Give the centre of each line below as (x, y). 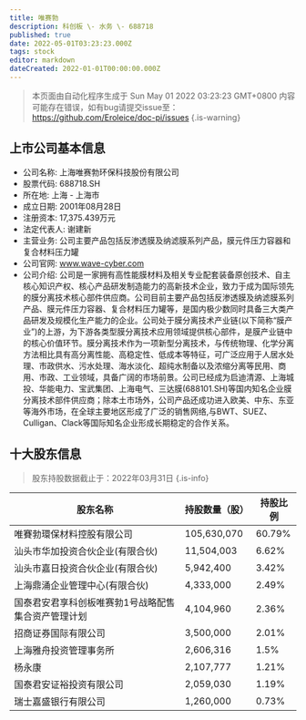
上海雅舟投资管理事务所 (65, 650)
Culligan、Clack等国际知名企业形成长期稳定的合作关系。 (128, 422)
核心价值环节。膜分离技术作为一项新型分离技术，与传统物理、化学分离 (162, 343)
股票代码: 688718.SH (61, 183)
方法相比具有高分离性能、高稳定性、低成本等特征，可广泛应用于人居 (150, 354)
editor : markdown (42, 60)
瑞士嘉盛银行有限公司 (60, 701)
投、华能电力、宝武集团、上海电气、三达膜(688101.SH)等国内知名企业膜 (157, 388)
